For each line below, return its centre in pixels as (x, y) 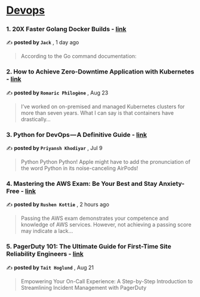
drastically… (36, 119)
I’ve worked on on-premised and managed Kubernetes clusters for (103, 106)
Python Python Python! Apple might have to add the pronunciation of (106, 162)
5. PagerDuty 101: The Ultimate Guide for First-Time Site (89, 247)
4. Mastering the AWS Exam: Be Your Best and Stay (82, 184)
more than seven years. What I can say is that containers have (97, 113)
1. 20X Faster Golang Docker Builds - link (66, 29)
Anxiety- (172, 184)
